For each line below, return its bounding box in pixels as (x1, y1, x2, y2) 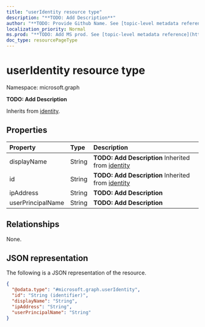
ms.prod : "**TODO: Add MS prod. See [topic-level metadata (6, 32, 160, 38)
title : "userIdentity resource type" (6, 9, 103, 15)
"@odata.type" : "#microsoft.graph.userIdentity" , (12, 287, 140, 293)
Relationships (6, 219, 60, 229)
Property (9, 143, 36, 151)
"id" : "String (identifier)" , (12, 292, 88, 299)
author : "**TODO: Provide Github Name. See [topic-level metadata (6, 20, 179, 26)
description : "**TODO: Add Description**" (6, 15, 116, 21)
